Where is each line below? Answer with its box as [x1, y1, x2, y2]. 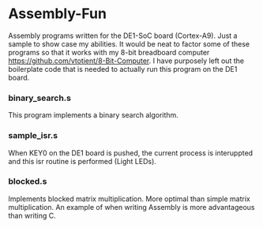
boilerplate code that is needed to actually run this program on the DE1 [8, 64, 238, 73]
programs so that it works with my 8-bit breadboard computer [8, 47, 210, 57]
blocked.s [8, 176, 47, 187]
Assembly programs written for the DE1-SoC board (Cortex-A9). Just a [8, 31, 238, 40]
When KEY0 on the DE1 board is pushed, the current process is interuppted [8, 148, 254, 158]
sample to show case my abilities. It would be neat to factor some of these [8, 39, 250, 48]
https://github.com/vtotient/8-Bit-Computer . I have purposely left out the [8, 56, 245, 65]
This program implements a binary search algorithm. [8, 110, 179, 120]
